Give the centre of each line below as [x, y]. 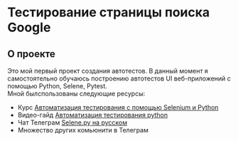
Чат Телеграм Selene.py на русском [72, 122]
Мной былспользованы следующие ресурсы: [76, 94]
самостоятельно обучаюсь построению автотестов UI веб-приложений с [119, 78]
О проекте [31, 54]
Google [29, 27]
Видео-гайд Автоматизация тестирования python [93, 115]
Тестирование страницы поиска [109, 12]
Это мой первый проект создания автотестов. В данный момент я [108, 71]
